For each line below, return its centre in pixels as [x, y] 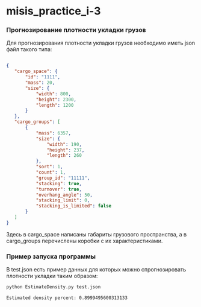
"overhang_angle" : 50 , [64, 195]
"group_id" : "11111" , [63, 178]
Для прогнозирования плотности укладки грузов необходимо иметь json [101, 43]
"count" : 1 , [51, 172]
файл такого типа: [29, 49]
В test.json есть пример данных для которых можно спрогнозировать [96, 270]
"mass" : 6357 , [53, 133]
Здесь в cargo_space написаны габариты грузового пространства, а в [97, 234]
